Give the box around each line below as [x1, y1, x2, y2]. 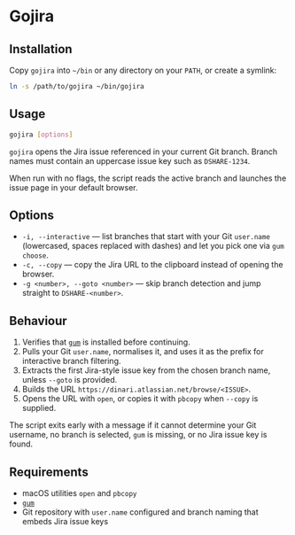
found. [9, 438, 34, 449]
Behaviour [9, 313, 68, 329]
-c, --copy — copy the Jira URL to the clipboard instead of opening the [21, 260, 283, 270]
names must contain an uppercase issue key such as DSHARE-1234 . [9, 155, 251, 166]
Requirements [9, 464, 89, 479]
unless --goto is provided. [21, 375, 118, 385]
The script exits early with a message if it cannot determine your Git [9, 420, 257, 430]
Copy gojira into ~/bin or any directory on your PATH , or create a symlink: [9, 65, 277, 75]
